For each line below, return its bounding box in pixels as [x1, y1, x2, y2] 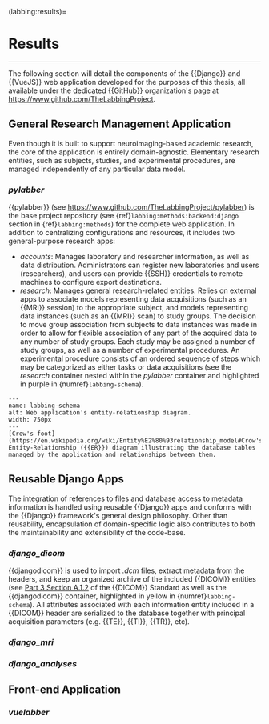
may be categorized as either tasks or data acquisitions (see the [19, 362, 232, 372]
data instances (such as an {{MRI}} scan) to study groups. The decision [19, 311, 256, 321]
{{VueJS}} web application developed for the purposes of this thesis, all [8, 77, 246, 86]
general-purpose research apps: [8, 236, 116, 246]
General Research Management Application [8, 118, 231, 131]
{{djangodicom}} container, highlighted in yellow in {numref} [8, 591, 207, 601]
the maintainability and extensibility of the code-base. [8, 527, 186, 537]
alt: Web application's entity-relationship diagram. [8, 409, 192, 417]
